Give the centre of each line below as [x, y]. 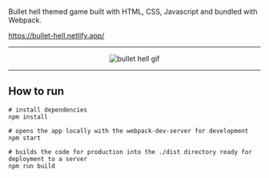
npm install [28, 117]
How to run [36, 91]
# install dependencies [48, 110]
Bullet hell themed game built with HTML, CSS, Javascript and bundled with [133, 12]
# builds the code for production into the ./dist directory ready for [130, 152]
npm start [25, 138]
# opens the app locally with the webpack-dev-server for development [128, 131]
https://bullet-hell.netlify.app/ [56, 36]
